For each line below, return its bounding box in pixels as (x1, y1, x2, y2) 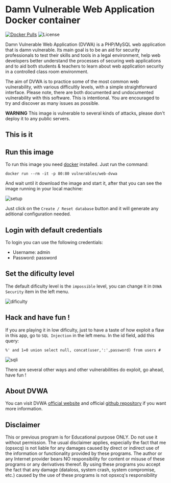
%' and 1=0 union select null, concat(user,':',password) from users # (5, 347, 161, 353)
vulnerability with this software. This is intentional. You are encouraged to (5, 95, 160, 101)
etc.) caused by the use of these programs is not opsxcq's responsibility (5, 472, 157, 478)
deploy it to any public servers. (5, 115, 70, 121)
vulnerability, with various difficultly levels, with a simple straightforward (5, 83, 157, 90)
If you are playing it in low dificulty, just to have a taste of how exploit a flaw (5, 326, 164, 333)
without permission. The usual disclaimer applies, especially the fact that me (5, 440, 166, 446)
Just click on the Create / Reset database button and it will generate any (5, 206, 159, 212)
